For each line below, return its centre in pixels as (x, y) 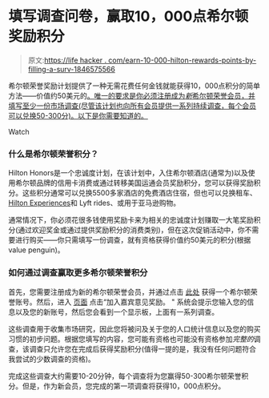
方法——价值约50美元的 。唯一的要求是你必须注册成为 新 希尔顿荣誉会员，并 (132, 95)
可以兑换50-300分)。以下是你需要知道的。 (78, 115)
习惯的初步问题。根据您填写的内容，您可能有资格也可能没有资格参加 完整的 (131, 339)
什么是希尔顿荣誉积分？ (53, 154)
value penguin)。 (37, 250)
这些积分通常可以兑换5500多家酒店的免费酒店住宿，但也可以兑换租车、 (140, 193)
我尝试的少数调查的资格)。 (52, 359)
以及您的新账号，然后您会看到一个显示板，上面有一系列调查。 (116, 312)
